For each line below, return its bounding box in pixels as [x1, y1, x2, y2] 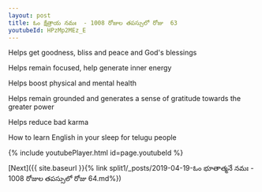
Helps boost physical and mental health [8, 78, 137, 88]
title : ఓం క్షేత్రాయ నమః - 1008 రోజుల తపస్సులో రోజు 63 [8, 19, 178, 27]
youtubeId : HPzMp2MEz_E [8, 26, 87, 34]
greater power [8, 102, 54, 111]
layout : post [8, 11, 51, 20]
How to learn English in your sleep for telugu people [8, 133, 178, 142]
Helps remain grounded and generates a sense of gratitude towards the [8, 94, 241, 104]
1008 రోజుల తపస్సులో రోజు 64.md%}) [8, 174, 122, 183]
